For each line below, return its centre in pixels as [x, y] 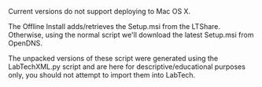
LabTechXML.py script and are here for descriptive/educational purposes [127, 67]
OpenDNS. [26, 43]
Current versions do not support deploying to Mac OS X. [100, 11]
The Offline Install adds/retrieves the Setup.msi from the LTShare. [114, 26]
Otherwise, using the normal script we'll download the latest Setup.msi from [131, 35]
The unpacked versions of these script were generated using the [113, 58]
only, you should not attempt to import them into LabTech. [102, 75]
